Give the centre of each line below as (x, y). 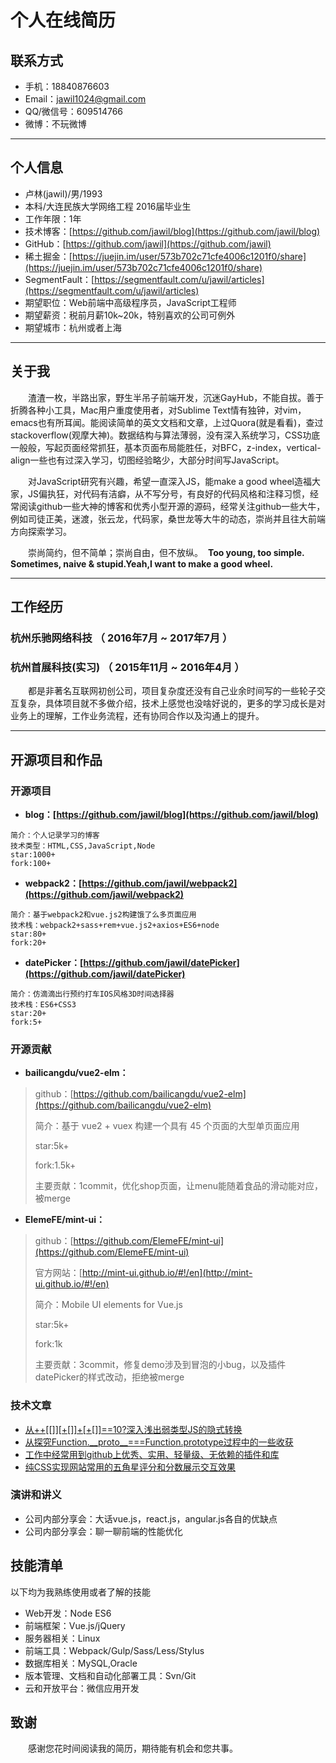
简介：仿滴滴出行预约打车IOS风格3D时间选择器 (92, 994)
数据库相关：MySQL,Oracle (81, 1663)
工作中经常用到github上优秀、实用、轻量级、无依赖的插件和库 (152, 1454)
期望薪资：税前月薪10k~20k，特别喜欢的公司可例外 (130, 315)
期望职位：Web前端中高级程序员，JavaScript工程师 (130, 302)
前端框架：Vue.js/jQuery (75, 1625)
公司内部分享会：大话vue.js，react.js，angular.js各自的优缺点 (151, 1518)
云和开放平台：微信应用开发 (82, 1688)
